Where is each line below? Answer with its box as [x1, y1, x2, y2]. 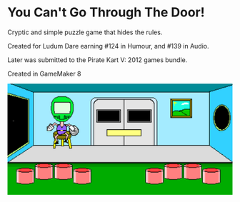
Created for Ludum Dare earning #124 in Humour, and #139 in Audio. [7, 41, 209, 50]
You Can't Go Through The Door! [7, 4, 205, 21]
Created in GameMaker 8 [7, 69, 81, 78]
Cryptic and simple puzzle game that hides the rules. [7, 28, 163, 36]
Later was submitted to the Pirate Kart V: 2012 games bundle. [7, 55, 188, 64]
